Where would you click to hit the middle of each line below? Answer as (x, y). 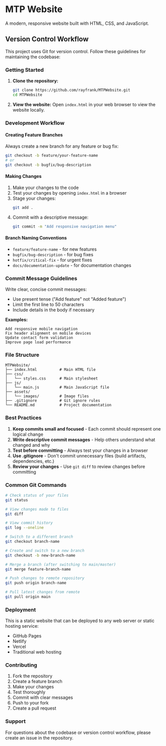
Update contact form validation (39, 338)
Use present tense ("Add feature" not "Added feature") (69, 299)
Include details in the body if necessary (53, 310)
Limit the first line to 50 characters (48, 305)
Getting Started (24, 70)
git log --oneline (24, 528)
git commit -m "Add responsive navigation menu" (65, 226)
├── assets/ (18, 392)
